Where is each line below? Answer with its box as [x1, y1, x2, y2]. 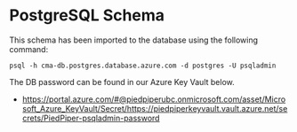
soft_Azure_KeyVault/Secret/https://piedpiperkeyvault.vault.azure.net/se [21, 103, 288, 113]
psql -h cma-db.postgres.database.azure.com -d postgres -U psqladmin [9, 61, 277, 70]
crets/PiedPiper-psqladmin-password [21, 113, 160, 123]
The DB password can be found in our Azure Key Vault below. [9, 76, 235, 87]
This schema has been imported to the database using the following [9, 35, 259, 45]
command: [9, 43, 49, 54]
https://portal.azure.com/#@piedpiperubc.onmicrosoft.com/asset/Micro [21, 94, 286, 105]
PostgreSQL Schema [9, 5, 165, 26]
